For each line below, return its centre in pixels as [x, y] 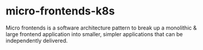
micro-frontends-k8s [60, 11]
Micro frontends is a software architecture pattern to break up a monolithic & [101, 28]
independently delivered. [37, 40]
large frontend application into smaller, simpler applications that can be [94, 34]
